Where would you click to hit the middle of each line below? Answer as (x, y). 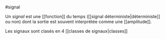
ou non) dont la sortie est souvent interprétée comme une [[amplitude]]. (79, 22)
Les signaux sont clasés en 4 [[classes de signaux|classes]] (66, 31)
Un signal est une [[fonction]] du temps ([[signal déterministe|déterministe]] (83, 16)
